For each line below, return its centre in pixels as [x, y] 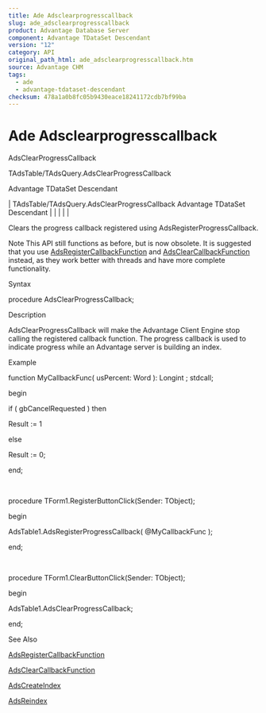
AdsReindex [28, 701]
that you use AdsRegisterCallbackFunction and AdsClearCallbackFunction [129, 252]
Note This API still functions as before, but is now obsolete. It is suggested [130, 244]
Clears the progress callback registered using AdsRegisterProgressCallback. [133, 228]
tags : [17, 75]
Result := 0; [27, 455]
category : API [32, 52]
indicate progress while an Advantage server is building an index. [115, 347]
